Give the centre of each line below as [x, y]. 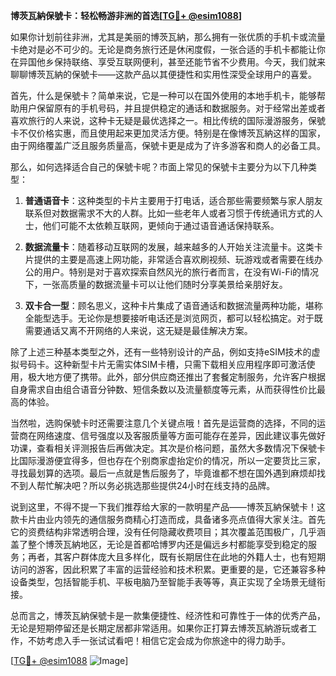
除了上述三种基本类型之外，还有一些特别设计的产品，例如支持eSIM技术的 [161, 352]
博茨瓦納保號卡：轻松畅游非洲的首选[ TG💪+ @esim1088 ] [126, 15]
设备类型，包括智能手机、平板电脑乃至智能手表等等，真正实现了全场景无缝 [163, 582]
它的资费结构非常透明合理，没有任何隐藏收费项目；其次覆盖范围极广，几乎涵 [168, 532]
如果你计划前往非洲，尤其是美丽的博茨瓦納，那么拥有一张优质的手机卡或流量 [168, 37]
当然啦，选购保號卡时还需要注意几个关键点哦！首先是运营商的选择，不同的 [163, 423]
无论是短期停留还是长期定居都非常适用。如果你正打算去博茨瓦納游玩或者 [159, 628]
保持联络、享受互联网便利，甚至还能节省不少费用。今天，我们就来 [189, 62]
